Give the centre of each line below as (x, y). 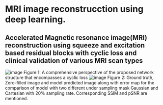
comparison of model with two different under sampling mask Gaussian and (82, 88)
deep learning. (36, 19)
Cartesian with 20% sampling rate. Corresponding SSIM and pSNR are (76, 93)
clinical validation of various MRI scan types (74, 61)
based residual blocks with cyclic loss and (71, 53)
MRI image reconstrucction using (74, 9)
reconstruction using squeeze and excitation (75, 45)
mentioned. (17, 98)
